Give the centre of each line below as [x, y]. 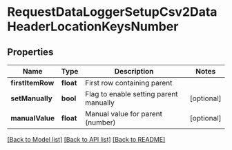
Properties [30, 52]
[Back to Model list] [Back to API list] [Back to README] [86, 139]
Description [134, 71]
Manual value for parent [124, 114]
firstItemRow [32, 83]
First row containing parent [129, 83]
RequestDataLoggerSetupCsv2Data [112, 12]
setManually [32, 98]
